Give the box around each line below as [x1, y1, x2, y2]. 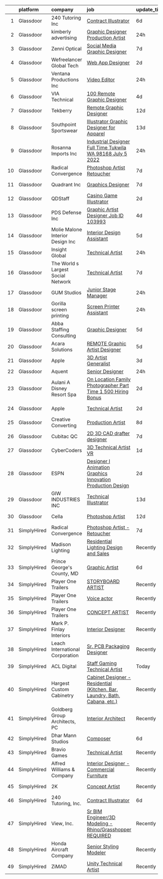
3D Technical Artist [86, 444, 130, 450]
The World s [51, 260, 79, 266]
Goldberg [51, 706, 73, 713]
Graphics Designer [86, 182, 130, 188]
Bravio [51, 746, 66, 753]
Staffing [51, 326, 69, 333]
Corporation [51, 652, 79, 659]
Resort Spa [51, 391, 77, 398]
